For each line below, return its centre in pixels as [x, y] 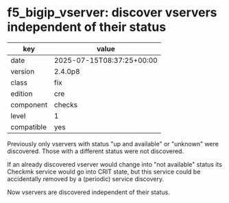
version [23, 71]
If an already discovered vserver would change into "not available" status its [115, 164]
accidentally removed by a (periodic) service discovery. [86, 178]
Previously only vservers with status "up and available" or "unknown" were [113, 144]
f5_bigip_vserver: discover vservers [112, 13]
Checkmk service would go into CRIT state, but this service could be [104, 172]
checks [65, 105]
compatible [28, 126]
